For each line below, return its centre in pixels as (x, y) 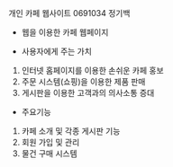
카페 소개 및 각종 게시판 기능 (71, 131)
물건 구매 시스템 (49, 154)
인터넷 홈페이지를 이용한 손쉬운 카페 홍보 (92, 70)
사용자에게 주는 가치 (56, 51)
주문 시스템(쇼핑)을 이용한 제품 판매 (83, 82)
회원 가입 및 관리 (50, 142)
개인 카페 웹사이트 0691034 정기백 (69, 13)
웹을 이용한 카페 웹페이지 (65, 32)
